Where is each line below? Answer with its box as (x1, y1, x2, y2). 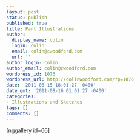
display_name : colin (12, 37, 64, 43)
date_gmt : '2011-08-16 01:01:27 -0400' (6, 88, 107, 94)
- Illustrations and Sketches (6, 99, 83, 105)
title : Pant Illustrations (6, 25, 75, 32)
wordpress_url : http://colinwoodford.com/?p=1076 (6, 76, 135, 82)
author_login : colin (6, 59, 59, 65)
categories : (6, 93, 36, 99)
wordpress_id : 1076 (6, 71, 56, 77)
